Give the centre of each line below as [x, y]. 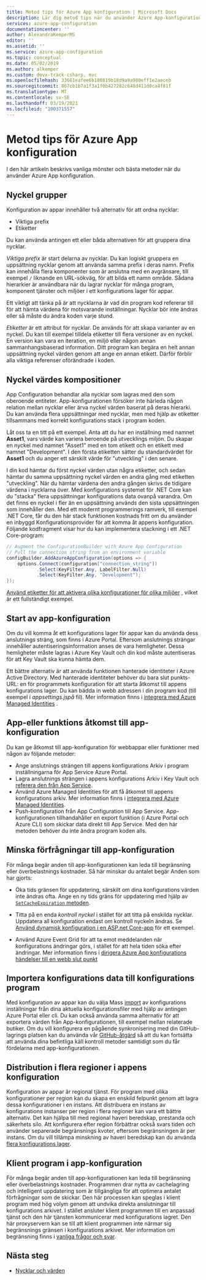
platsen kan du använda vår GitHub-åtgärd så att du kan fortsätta [110, 1035]
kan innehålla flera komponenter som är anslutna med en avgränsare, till [97, 272]
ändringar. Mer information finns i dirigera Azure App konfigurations [101, 952]
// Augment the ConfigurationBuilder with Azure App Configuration [94, 547]
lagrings [17, 1035]
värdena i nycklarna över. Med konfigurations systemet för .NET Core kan [99, 490]
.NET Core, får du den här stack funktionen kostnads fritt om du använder [99, 516]
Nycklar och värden [40, 1270]
